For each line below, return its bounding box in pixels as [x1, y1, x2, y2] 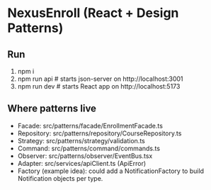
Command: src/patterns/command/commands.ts [17, 144, 161, 152]
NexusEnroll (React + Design [7, 5, 179, 21]
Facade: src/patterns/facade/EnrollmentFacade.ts [17, 121, 163, 130]
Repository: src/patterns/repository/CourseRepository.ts [17, 129, 182, 138]
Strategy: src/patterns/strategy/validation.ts [17, 136, 145, 145]
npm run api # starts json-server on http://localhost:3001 [17, 74, 183, 83]
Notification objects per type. [17, 174, 103, 182]
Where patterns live [7, 103, 97, 115]
